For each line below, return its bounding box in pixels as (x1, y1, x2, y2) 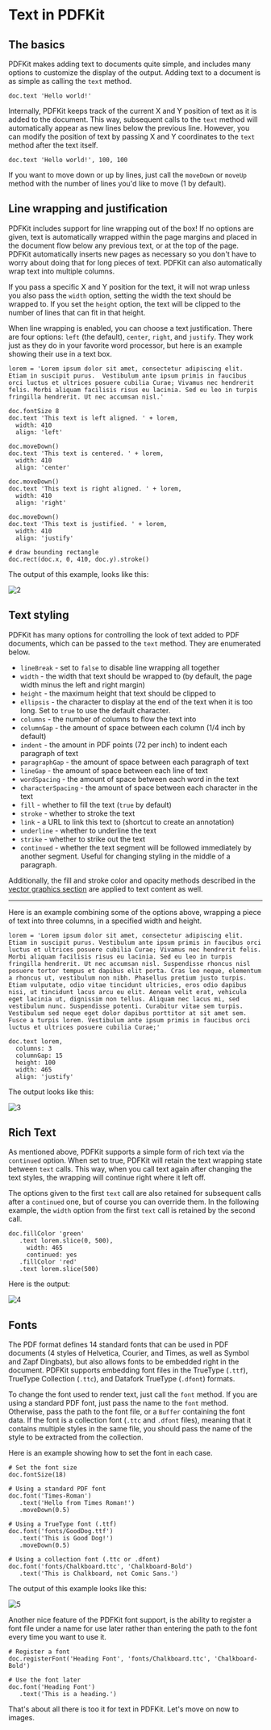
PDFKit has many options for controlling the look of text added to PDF (8, 629, 240, 639)
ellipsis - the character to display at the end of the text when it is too (19, 696, 253, 707)
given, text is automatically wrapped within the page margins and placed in (8, 232, 257, 241)
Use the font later (15, 1676, 81, 1684)
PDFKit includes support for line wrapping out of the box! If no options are (8, 224, 254, 233)
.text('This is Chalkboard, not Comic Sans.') (19, 1569, 179, 1578)
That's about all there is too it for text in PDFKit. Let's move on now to (8, 1704, 240, 1714)
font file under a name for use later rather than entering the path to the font (8, 1623, 258, 1633)
